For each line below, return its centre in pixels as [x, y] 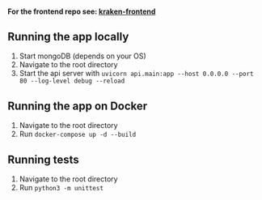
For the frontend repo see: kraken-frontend [82, 11]
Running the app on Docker [78, 106]
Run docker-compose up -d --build [78, 134]
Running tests [44, 159]
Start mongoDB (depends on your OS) [82, 56]
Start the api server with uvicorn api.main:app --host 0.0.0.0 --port [136, 74]
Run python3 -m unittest [61, 188]
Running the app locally [68, 36]
